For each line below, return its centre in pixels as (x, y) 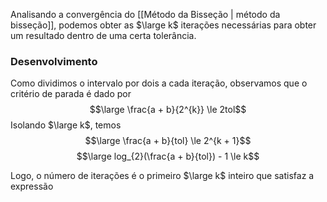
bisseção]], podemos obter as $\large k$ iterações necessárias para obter (163, 25)
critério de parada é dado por (71, 94)
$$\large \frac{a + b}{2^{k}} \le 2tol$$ (168, 110)
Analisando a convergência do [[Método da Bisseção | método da (145, 14)
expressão (32, 186)
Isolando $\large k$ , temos (66, 125)
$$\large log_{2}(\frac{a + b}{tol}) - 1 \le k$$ (168, 156)
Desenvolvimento (54, 61)
